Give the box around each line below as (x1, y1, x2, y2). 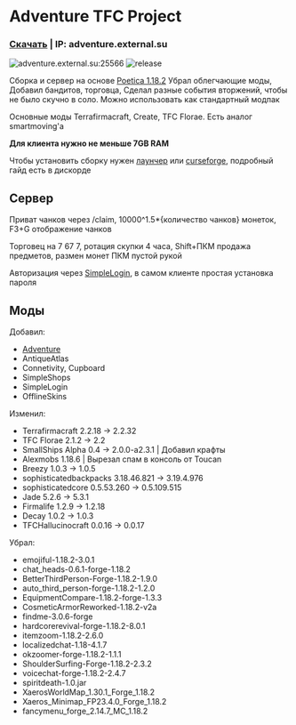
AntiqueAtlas (21, 353, 69, 364)
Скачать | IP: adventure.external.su (9, 38, 168, 51)
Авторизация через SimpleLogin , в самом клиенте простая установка (9, 268, 274, 278)
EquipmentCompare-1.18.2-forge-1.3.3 (21, 592, 163, 603)
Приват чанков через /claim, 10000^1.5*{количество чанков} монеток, (9, 214, 277, 225)
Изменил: (9, 408, 46, 419)
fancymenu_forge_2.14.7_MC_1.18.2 (21, 705, 148, 717)
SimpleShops (21, 372, 71, 383)
